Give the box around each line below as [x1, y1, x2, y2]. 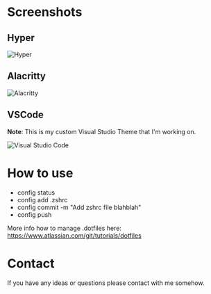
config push [17, 210, 52, 219]
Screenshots [7, 4, 83, 20]
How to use [7, 165, 74, 181]
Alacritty [7, 70, 47, 82]
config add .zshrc [17, 195, 68, 204]
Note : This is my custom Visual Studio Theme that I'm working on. [7, 127, 196, 136]
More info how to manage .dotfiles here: [7, 224, 121, 232]
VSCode [7, 109, 44, 121]
